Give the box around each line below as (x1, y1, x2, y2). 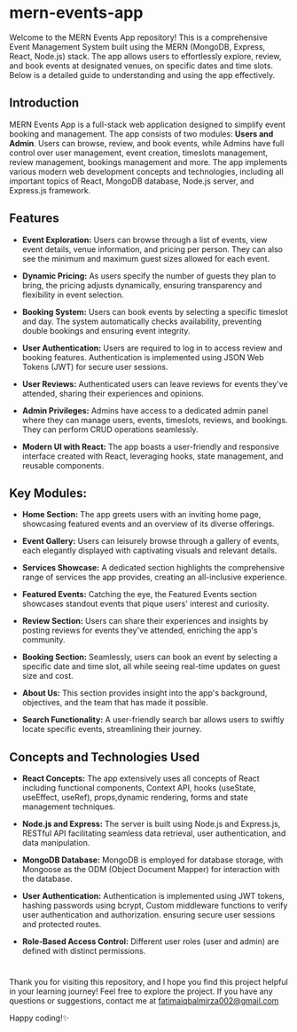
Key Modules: (9, 485, 87, 500)
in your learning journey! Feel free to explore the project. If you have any (9, 986, 273, 997)
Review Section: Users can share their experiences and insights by (21, 616, 269, 626)
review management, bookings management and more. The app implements (9, 156, 288, 167)
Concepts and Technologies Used (9, 749, 200, 765)
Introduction (9, 96, 80, 111)
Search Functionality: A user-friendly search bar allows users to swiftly (21, 714, 285, 725)
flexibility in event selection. (21, 289, 124, 300)
